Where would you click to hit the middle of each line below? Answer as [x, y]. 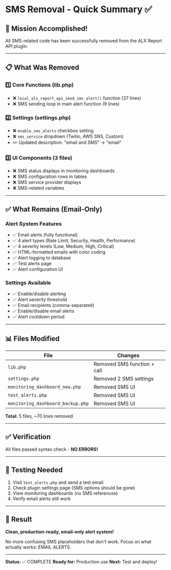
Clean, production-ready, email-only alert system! [60, 532]
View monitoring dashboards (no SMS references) [65, 493]
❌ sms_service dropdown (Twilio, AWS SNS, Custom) [68, 136]
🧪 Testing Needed [34, 470]
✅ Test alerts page [32, 263]
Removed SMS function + [124, 364]
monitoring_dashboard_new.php [45, 387]
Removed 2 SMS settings [124, 379]
